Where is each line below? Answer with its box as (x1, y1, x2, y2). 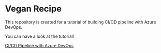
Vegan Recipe (5, 3, 62, 14)
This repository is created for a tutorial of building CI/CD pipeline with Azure (5, 19, 156, 25)
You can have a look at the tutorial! (5, 33, 74, 39)
